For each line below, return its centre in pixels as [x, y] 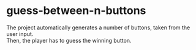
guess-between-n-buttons [76, 11]
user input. [20, 34]
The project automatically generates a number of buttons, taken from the [98, 27]
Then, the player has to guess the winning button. [69, 40]
